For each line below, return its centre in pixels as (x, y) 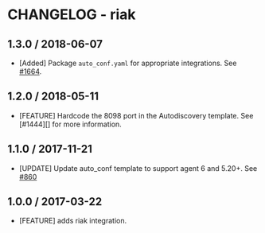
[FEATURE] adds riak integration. (73, 221)
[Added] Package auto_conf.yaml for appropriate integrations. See (128, 63)
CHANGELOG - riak (72, 15)
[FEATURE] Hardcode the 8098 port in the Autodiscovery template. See (136, 115)
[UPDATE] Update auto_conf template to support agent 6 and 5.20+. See (138, 168)
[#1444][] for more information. (70, 124)
